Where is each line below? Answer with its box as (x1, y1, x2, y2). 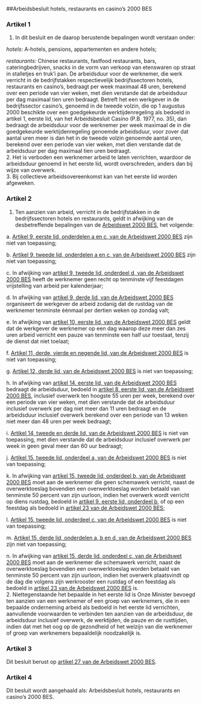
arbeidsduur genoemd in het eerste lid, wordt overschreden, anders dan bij (6, 160, 193, 167)
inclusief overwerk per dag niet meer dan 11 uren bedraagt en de (6, 404, 167, 412)
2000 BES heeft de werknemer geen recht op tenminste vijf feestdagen (6, 275, 184, 283)
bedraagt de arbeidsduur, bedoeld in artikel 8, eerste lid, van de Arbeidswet (6, 385, 194, 392)
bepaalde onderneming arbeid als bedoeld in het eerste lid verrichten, (6, 603, 180, 611)
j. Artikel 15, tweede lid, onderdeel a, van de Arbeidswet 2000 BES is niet (6, 453, 187, 461)
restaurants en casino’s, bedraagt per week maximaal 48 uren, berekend (6, 83, 186, 90)
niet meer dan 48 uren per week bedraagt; (6, 417, 112, 425)
